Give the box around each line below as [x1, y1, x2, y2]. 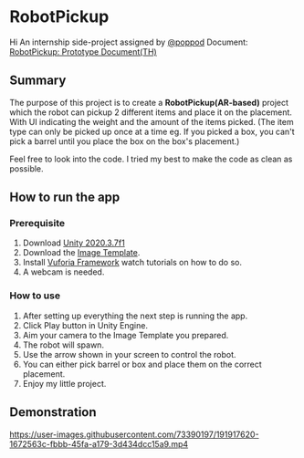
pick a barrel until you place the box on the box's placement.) [9, 135, 240, 147]
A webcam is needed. [22, 266, 105, 277]
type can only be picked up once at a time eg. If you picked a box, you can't [9, 126, 295, 137]
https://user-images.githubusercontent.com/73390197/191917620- [9, 429, 259, 440]
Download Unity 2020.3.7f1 [22, 237, 125, 248]
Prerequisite [9, 217, 66, 230]
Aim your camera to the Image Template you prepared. [22, 329, 229, 340]
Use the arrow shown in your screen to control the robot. [22, 349, 236, 359]
